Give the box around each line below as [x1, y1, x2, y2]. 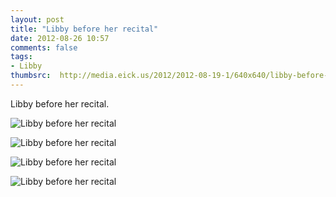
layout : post [10, 14, 65, 25]
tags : [10, 52, 33, 62]
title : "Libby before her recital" [10, 24, 159, 34]
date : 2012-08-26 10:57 [10, 33, 110, 43]
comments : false [10, 42, 78, 53]
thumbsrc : [10, 71, 52, 81]
